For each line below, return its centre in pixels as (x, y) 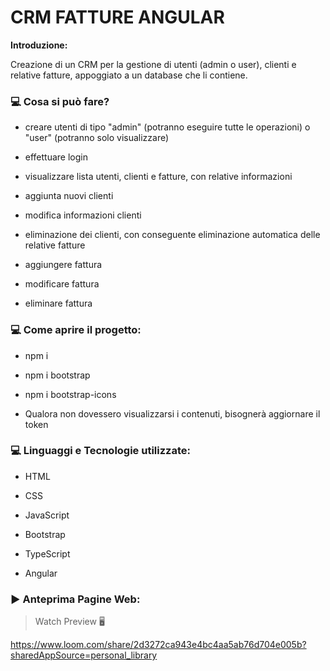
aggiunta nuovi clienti (69, 196)
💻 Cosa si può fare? (60, 101)
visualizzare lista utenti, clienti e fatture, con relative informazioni (158, 177)
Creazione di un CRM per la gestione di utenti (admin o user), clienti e (153, 64)
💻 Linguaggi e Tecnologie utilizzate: (100, 451)
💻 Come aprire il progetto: (76, 330)
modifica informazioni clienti (83, 215)
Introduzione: (39, 45)
